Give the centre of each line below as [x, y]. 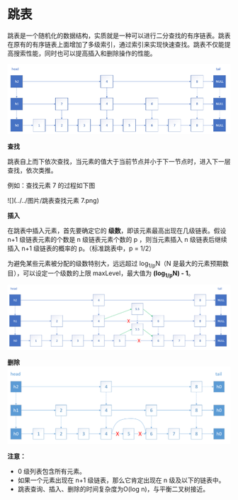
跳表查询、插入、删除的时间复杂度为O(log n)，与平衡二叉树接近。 [113, 489]
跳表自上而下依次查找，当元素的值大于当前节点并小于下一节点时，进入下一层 [119, 161]
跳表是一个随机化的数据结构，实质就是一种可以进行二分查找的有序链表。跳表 [119, 35]
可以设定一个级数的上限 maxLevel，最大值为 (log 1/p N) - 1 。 [108, 274]
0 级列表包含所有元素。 [52, 472]
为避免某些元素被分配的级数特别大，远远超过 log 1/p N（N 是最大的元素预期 [115, 264]
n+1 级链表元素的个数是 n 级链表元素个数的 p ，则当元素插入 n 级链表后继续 [117, 239]
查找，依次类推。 [32, 170]
